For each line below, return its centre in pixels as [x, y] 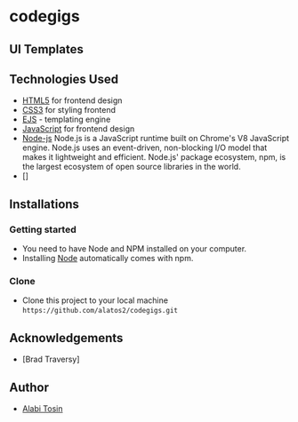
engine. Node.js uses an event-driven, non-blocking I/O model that [145, 147]
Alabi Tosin [42, 409]
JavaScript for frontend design [78, 129]
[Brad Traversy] [51, 359]
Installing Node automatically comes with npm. [108, 259]
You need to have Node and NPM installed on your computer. [134, 249]
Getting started [43, 229]
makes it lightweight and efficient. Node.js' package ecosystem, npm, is [154, 157]
